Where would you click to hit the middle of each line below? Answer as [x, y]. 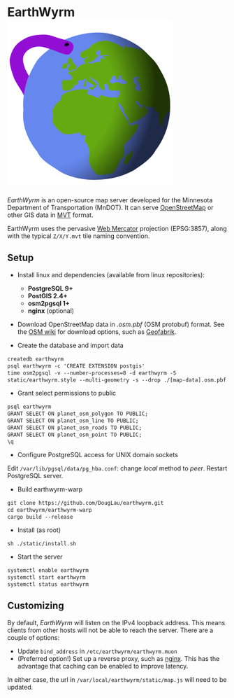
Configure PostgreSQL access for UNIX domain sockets [97, 454]
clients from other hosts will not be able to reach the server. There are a [110, 630]
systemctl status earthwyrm [48, 584]
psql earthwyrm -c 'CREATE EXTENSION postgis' [76, 366]
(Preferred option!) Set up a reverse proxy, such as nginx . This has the [118, 658]
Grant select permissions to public [67, 393]
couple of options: [34, 637]
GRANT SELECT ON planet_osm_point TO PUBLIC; [74, 435]
